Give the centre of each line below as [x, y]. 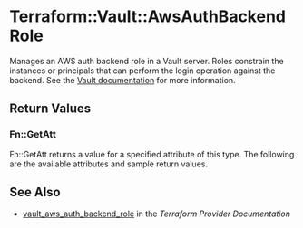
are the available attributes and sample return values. [109, 164]
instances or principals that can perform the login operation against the [142, 71]
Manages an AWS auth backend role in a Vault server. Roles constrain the [147, 61]
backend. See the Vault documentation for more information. [122, 80]
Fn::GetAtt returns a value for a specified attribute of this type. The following [152, 154]
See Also [35, 192]
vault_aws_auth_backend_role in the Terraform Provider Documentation [156, 214]
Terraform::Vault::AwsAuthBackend [147, 17]
